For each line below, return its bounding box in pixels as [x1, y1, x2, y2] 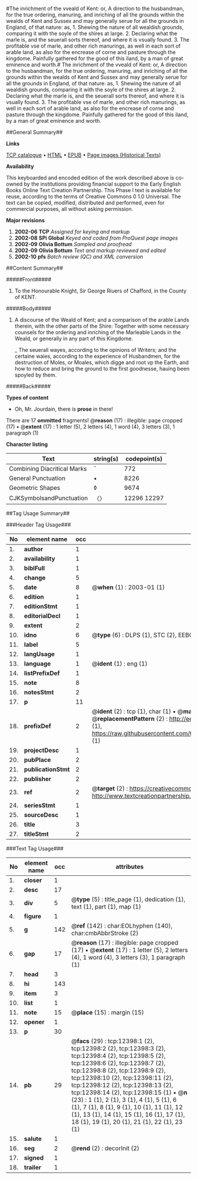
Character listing [6, 441, 48, 448]
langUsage [24, 650, 55, 658]
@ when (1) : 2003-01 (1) [91, 583, 165, 591]
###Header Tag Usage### [6, 521, 72, 528]
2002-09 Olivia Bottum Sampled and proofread [14, 241, 132, 247]
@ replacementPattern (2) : [91, 715, 168, 723]
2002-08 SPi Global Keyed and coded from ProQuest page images [14, 234, 178, 241]
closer [24, 876, 42, 884]
